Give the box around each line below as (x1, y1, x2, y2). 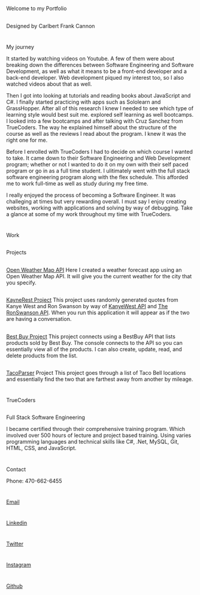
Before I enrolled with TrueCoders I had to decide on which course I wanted (6, 148, 193, 155)
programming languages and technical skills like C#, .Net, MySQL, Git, (6, 438, 180, 445)
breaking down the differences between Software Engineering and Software (6, 61, 194, 68)
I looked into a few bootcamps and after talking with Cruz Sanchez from (6, 117, 183, 125)
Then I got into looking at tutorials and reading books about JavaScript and (6, 92, 191, 99)
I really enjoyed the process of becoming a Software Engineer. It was (6, 191, 176, 199)
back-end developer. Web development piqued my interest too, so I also (6, 74, 184, 81)
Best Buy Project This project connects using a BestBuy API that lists (6, 333, 175, 340)
